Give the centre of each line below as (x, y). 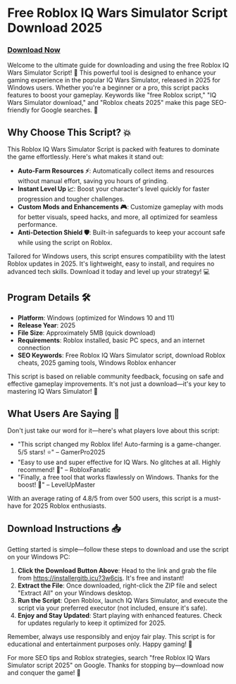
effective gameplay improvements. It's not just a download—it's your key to (117, 384)
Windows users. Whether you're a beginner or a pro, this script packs (108, 88)
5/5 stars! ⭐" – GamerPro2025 (61, 452)
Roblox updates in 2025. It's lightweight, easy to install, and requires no (111, 264)
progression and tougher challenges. (71, 199)
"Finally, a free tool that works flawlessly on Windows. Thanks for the (118, 477)
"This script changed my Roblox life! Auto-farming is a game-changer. (119, 444)
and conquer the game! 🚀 (44, 672)
